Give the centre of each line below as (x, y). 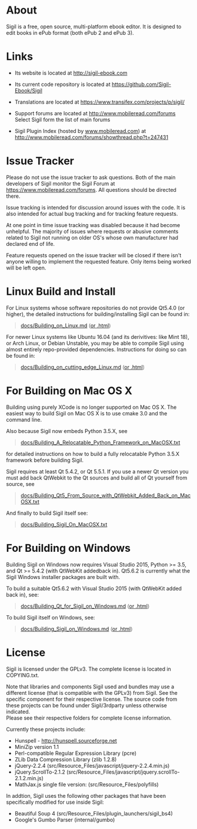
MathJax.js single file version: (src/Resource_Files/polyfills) (86, 784)
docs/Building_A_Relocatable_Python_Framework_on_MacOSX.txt (100, 442)
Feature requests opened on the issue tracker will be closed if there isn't (94, 255)
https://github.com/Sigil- (141, 84)
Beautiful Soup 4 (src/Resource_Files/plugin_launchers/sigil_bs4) (94, 813)
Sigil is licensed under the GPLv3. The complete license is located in (89, 669)
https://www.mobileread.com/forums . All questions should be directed (91, 189)
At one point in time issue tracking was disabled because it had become (93, 225)
